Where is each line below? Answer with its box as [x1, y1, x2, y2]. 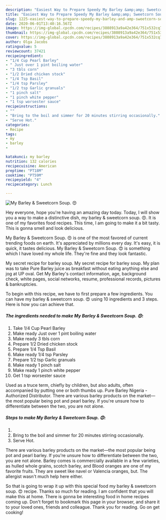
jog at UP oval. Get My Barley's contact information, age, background [5, 271, 147, 276]
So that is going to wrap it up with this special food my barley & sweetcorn [5, 483, 157, 489]
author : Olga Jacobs [5, 40, 48, 45]
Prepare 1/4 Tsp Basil [12, 346, 56, 352]
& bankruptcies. [5, 281, 38, 287]
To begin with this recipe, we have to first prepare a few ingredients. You [5, 291, 153, 297]
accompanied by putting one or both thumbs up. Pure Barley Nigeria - [5, 387, 147, 393]
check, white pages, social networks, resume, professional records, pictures [5, 276, 161, 282]
